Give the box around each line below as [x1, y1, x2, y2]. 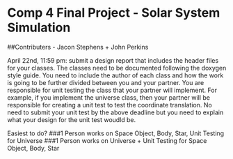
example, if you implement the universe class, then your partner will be [7, 93, 211, 102]
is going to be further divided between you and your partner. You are [7, 78, 204, 86]
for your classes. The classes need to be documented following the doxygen [7, 63, 227, 72]
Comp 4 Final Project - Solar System [7, 5, 220, 21]
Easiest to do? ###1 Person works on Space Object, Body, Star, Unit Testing [7, 129, 225, 137]
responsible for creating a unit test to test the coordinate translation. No [7, 100, 212, 109]
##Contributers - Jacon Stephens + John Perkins [7, 43, 149, 51]
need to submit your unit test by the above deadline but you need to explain [7, 108, 224, 116]
